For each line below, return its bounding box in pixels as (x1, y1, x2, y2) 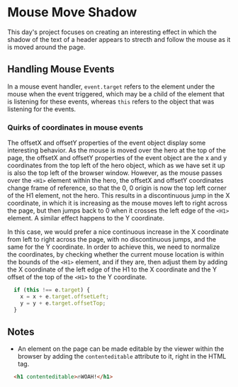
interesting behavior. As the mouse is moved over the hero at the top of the (7, 146, 227, 155)
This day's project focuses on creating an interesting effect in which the (7, 28, 217, 36)
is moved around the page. (7, 43, 86, 51)
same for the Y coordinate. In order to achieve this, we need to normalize (7, 242, 220, 252)
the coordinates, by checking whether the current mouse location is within (7, 250, 225, 259)
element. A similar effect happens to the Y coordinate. (7, 214, 165, 223)
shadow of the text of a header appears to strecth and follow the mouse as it (7, 35, 231, 43)
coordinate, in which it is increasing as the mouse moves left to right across (7, 199, 228, 208)
